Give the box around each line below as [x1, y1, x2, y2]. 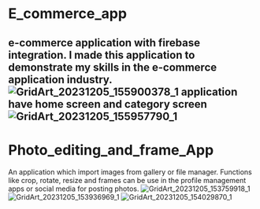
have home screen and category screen [8, 97, 207, 111]
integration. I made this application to [8, 48, 195, 61]
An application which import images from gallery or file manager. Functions [8, 167, 252, 177]
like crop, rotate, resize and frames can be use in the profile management [8, 175, 247, 185]
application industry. [8, 72, 113, 86]
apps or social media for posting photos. [8, 184, 139, 193]
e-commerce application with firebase [8, 36, 201, 49]
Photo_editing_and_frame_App [8, 141, 214, 159]
